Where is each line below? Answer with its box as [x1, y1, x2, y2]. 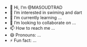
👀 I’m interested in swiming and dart [9, 10, 82, 15]
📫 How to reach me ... [9, 25, 55, 31]
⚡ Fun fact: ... [9, 37, 37, 43]
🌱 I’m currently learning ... [9, 15, 62, 20]
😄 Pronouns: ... [9, 32, 42, 38]
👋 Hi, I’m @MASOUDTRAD [9, 5, 63, 10]
